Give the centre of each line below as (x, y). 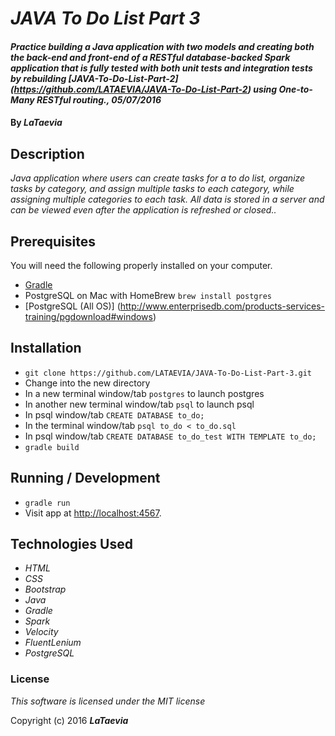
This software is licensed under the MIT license (108, 701)
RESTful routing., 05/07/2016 (99, 99)
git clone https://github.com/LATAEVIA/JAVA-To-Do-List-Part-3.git (168, 373)
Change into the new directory (87, 383)
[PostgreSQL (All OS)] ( (72, 306)
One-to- (295, 89)
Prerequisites (53, 241)
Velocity (41, 632)
